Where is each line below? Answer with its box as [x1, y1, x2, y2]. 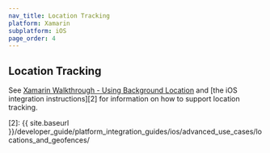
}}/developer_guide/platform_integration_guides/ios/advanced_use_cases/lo [8, 126, 263, 137]
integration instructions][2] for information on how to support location [8, 94, 240, 104]
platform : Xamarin [8, 19, 70, 27]
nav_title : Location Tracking [8, 11, 111, 20]
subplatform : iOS [8, 27, 67, 35]
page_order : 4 [8, 34, 57, 43]
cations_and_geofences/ [8, 135, 91, 145]
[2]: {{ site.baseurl [8, 118, 70, 128]
